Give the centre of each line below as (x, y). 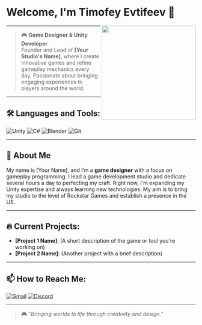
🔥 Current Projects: (43, 226)
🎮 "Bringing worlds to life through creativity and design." (92, 314)
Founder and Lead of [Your (55, 50)
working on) (30, 247)
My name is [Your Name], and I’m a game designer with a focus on (89, 170)
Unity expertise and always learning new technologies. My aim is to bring (97, 189)
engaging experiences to (52, 82)
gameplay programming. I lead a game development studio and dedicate (96, 176)
